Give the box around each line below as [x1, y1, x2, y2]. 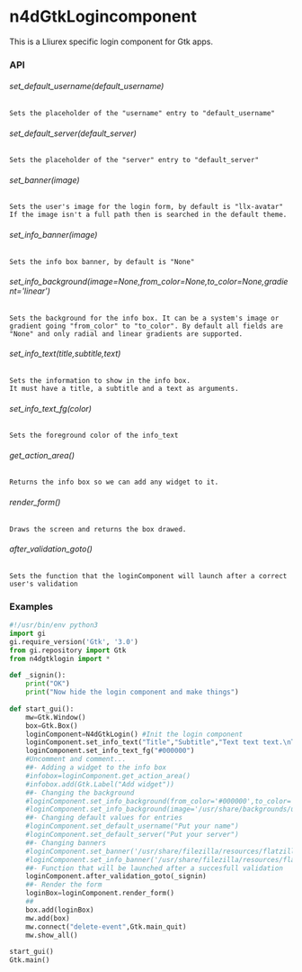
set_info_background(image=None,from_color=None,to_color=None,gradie [9, 277, 289, 287]
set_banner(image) [9, 174, 80, 186]
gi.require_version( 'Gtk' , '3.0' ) [9, 637, 139, 646]
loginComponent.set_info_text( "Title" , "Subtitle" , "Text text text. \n [25, 738, 292, 747]
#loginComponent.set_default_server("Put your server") [25, 831, 240, 840]
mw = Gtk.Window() [25, 713, 87, 722]
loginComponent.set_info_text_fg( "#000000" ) [25, 746, 195, 756]
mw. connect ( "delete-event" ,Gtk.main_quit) [25, 922, 187, 931]
